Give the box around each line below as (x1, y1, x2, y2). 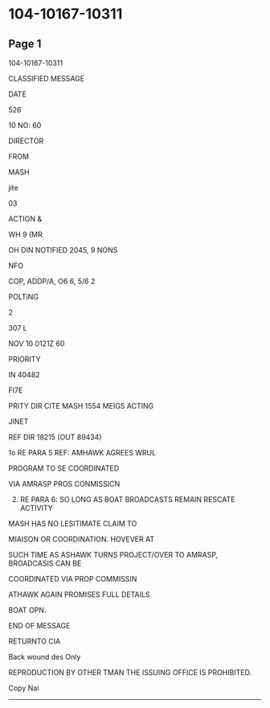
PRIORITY (8, 355, 41, 364)
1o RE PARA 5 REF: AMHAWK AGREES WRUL (8, 448, 157, 457)
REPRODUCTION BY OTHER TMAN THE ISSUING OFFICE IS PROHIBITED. (8, 668, 252, 677)
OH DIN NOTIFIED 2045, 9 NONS (8, 245, 118, 254)
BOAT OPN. (8, 605, 47, 615)
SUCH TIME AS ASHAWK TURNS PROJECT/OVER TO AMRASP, (8, 550, 219, 559)
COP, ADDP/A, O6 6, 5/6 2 (8, 277, 96, 286)
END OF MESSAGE (8, 621, 71, 630)
